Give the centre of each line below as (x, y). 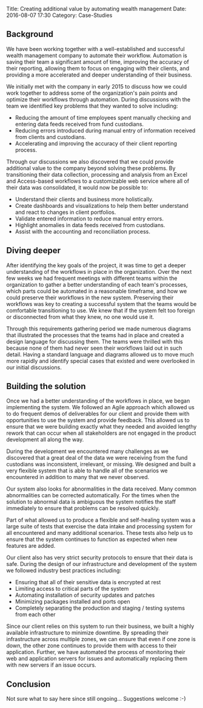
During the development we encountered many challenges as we (87, 451)
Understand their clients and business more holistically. (84, 199)
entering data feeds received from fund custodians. (79, 124)
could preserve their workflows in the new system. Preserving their (90, 298)
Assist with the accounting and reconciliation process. (82, 231)
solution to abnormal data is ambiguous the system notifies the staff (91, 502)
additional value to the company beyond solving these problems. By (91, 168)
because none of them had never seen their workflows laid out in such (94, 348)
